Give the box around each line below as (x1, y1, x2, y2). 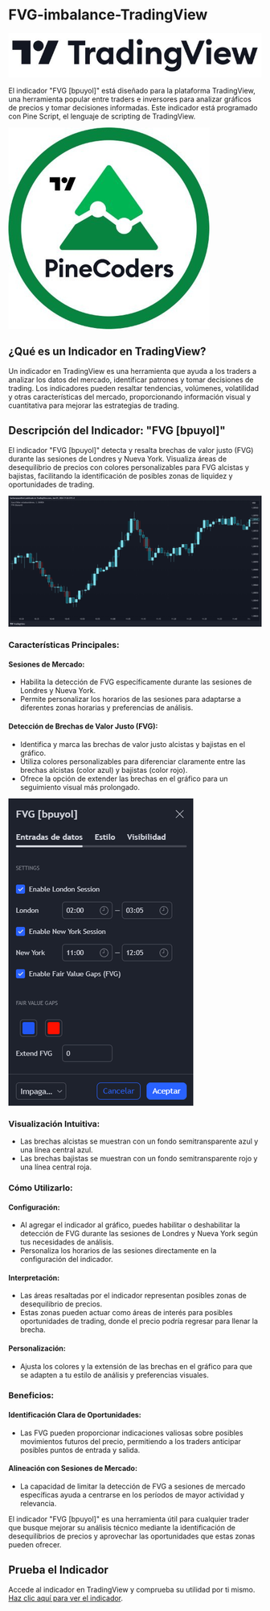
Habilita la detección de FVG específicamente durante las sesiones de (19, 677, 252, 687)
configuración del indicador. (19, 1255, 114, 1264)
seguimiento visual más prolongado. (19, 782, 141, 791)
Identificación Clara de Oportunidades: (8, 1410, 142, 1420)
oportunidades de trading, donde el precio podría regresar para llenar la (19, 1316, 259, 1327)
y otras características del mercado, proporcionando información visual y (8, 392, 252, 401)
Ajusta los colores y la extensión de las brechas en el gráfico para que (19, 1361, 253, 1371)
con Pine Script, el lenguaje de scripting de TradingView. (8, 111, 196, 121)
